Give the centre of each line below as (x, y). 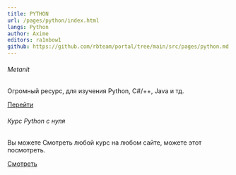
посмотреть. (26, 150)
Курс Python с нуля (36, 121)
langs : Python (28, 27)
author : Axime (28, 34)
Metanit (19, 69)
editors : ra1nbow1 (34, 40)
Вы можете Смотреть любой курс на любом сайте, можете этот (105, 143)
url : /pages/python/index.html (53, 20)
